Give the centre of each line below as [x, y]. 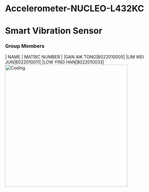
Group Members [25, 46]
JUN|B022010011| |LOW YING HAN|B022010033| [55, 62]
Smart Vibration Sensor [54, 31]
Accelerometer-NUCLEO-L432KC [74, 9]
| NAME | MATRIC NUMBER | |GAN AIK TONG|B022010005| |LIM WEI [74, 57]
